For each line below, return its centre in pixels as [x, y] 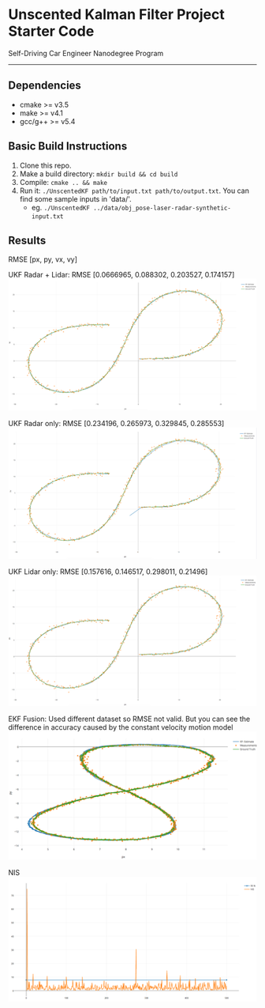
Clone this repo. [45, 165]
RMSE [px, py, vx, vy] [43, 259]
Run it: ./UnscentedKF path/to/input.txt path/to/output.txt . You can [134, 191]
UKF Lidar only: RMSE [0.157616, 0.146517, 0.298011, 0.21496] [108, 572]
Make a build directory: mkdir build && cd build [99, 174]
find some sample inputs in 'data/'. [75, 198]
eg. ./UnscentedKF [61, 207]
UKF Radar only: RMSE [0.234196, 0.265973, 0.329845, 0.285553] [116, 423]
